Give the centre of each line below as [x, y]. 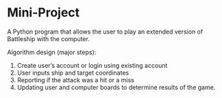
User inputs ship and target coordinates [73, 73]
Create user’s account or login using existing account [92, 65]
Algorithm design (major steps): [52, 52]
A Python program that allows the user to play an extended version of [105, 32]
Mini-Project [44, 13]
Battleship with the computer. [49, 38]
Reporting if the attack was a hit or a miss [76, 79]
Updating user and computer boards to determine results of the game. [116, 87]
